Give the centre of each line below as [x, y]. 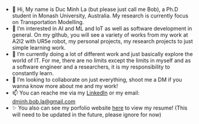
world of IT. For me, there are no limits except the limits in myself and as [101, 60]
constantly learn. [33, 73]
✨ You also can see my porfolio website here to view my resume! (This [100, 108]
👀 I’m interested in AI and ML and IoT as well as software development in [102, 28]
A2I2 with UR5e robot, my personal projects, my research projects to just [102, 41]
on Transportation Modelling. [48, 22]
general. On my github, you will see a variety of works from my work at [100, 35]
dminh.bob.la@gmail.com [44, 101]
